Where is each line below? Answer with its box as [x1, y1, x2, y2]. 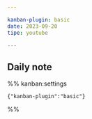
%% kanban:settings [7, 79, 68, 88]
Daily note [7, 61, 52, 73]
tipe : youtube [7, 29, 49, 36]
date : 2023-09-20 [7, 22, 58, 30]
